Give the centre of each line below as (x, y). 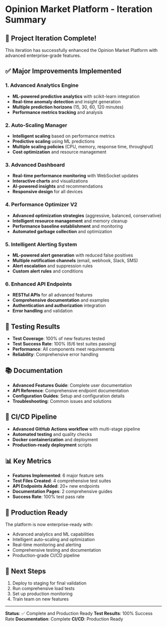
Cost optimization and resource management (59, 152)
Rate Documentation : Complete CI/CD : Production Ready (64, 619)
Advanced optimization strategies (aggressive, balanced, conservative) (87, 215)
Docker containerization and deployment (55, 439)
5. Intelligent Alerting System (41, 244)
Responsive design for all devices (47, 192)
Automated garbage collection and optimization (62, 231)
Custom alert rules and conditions (48, 271)
